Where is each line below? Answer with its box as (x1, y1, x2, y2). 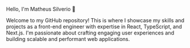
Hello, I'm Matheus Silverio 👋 (6, 6, 76, 12)
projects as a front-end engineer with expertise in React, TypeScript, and (6, 23, 182, 30)
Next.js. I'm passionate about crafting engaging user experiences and (6, 29, 175, 36)
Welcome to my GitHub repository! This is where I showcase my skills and (6, 17, 185, 23)
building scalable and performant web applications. (6, 36, 130, 42)
